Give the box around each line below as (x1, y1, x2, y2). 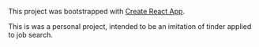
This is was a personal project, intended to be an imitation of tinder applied (8, 22, 252, 31)
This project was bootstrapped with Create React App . (8, 7, 186, 16)
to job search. (8, 31, 53, 39)
